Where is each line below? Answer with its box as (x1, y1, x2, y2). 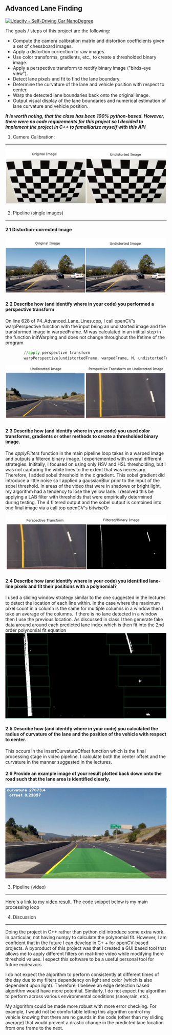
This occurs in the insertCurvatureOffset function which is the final (5, 748, 146, 754)
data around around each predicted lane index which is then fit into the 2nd (5, 622, 164, 628)
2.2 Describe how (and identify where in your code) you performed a (5, 301, 155, 307)
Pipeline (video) (12, 884, 46, 890)
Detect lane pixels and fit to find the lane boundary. (12, 75, 121, 82)
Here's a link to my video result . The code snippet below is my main (5, 899, 148, 905)
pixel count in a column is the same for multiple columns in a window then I (5, 605, 164, 612)
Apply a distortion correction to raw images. (12, 48, 106, 54)
